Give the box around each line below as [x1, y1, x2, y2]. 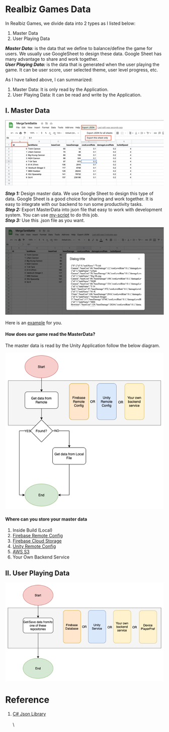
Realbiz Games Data [5, 4, 91, 15]
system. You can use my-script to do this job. [5, 212, 99, 218]
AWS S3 [12, 549, 30, 555]
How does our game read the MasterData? [5, 331, 96, 337]
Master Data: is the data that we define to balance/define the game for [5, 45, 153, 51]
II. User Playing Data [5, 569, 70, 577]
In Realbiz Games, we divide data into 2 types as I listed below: [5, 20, 136, 26]
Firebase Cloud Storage [12, 538, 62, 544]
